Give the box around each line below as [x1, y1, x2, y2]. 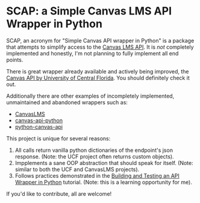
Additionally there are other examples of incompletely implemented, [6, 92, 175, 99]
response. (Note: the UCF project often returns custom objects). [14, 152, 174, 160]
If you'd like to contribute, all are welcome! [6, 190, 112, 197]
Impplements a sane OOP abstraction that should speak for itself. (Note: [14, 159, 194, 166]
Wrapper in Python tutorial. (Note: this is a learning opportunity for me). [14, 178, 193, 186]
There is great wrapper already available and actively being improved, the [6, 67, 189, 75]
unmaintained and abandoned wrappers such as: [6, 98, 128, 106]
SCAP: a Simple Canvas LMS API [6, 4, 172, 18]
